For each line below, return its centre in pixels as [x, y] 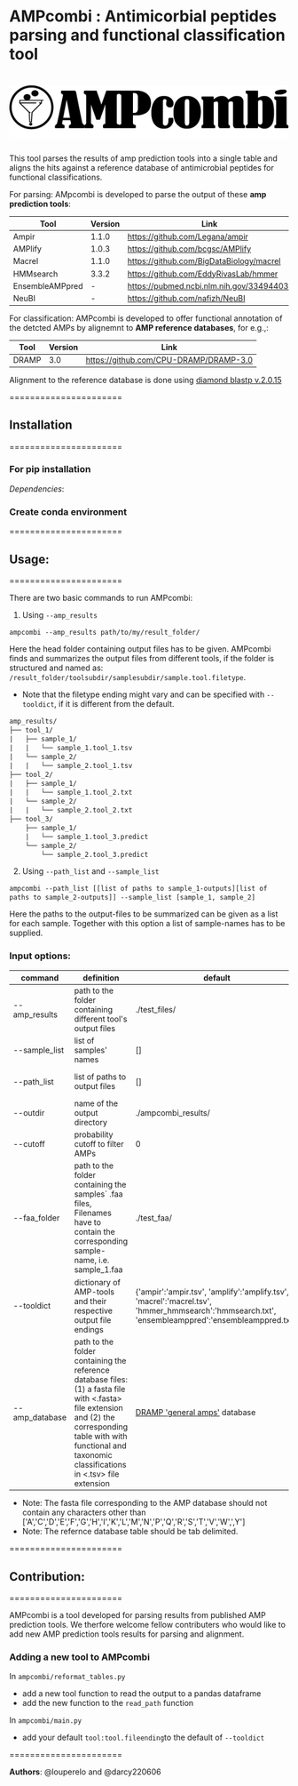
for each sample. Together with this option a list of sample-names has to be [147, 923]
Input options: [40, 956]
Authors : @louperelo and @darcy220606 [85, 1772]
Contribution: [47, 1577]
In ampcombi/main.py [46, 1720]
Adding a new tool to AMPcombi [80, 1657]
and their [90, 1301]
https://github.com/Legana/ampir [188, 236]
